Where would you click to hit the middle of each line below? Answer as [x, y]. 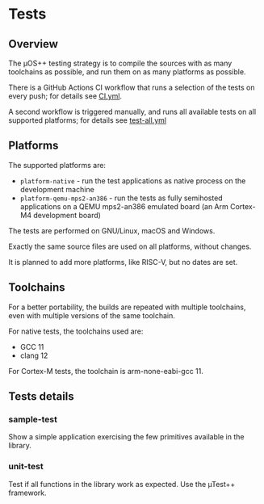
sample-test [33, 419]
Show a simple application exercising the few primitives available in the [126, 437]
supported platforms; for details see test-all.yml [88, 120]
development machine [57, 189]
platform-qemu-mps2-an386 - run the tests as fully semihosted [122, 198]
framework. [27, 493]
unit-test [26, 467]
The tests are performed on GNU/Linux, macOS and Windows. [112, 230]
